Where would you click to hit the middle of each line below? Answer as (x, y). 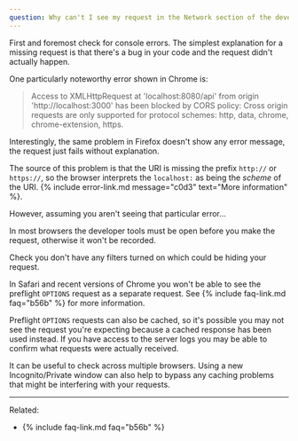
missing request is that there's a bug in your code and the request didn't (141, 52)
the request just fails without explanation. (84, 151)
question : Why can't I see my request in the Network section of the (141, 17)
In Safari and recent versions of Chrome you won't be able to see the (135, 284)
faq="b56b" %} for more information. (77, 303)
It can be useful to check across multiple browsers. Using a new (126, 366)
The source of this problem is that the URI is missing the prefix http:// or (143, 168)
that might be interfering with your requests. (90, 384)
